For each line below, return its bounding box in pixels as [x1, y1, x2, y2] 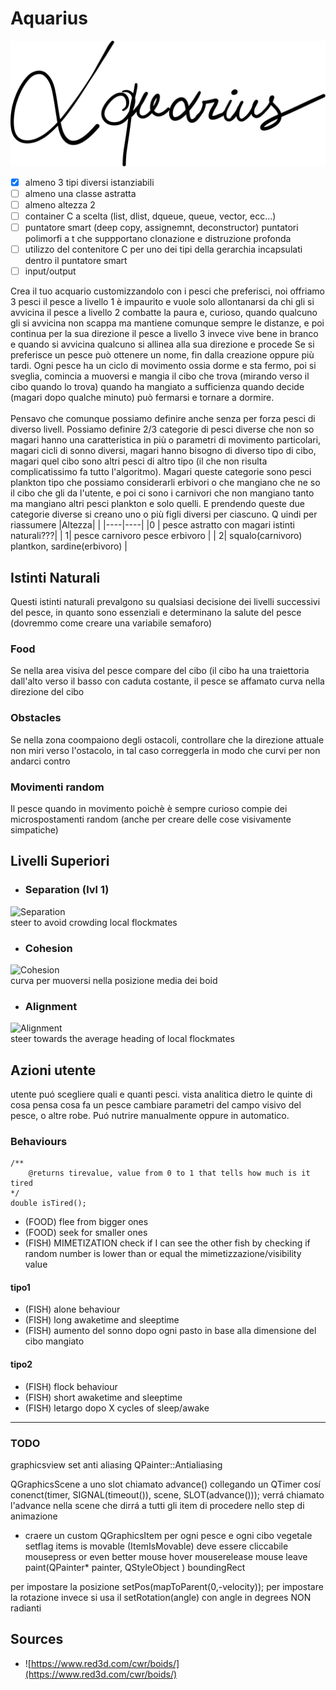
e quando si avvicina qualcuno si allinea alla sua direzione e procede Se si [10, 338, 315, 351]
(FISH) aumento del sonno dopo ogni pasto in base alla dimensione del [24, 1325, 317, 1337]
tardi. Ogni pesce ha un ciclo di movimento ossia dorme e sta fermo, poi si [10, 360, 317, 372]
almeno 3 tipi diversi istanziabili [24, 176, 155, 188]
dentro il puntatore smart [24, 255, 128, 267]
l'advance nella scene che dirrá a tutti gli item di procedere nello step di [10, 1499, 305, 1511]
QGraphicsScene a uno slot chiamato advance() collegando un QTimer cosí [10, 1478, 321, 1490]
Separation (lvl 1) [24, 883, 110, 897]
